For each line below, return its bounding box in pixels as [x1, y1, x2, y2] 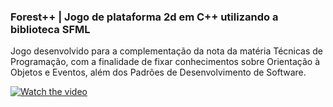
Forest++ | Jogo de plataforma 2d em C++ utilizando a [10, 10, 279, 24]
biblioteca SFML [10, 22, 91, 36]
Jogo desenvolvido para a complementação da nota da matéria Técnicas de [10, 45, 324, 57]
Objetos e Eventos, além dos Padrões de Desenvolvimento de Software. [10, 66, 307, 79]
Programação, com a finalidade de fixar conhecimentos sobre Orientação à [10, 56, 321, 68]
